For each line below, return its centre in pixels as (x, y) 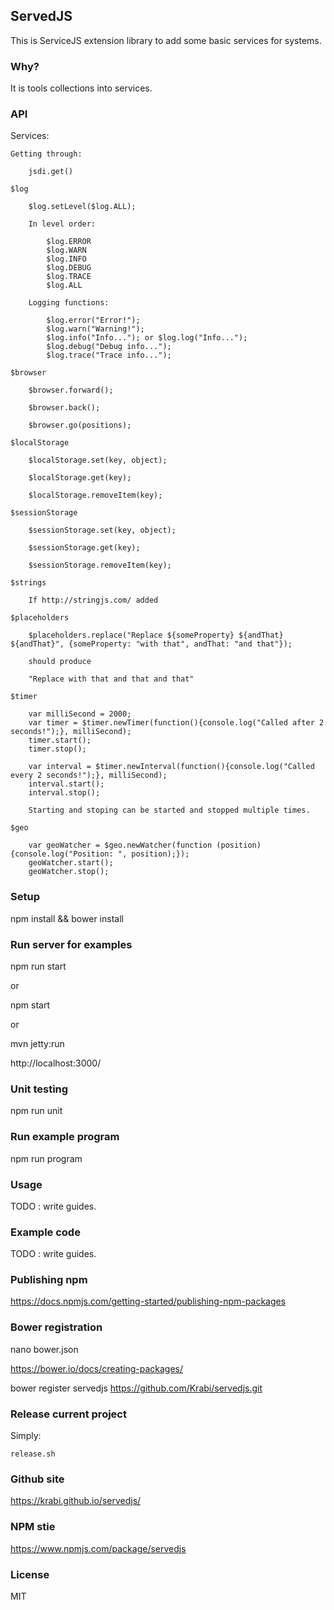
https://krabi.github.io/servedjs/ (76, 1501)
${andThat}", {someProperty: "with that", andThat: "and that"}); (151, 644)
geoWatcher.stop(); (69, 872)
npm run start (38, 966)
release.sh (33, 1454)
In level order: (62, 224)
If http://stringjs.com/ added (93, 600)
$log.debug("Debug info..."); (109, 347)
